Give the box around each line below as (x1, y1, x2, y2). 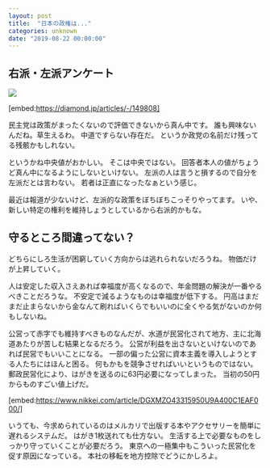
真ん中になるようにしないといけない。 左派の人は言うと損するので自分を (15, 167, 258, 178)
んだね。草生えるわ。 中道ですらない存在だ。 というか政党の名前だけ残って (8, 130, 260, 140)
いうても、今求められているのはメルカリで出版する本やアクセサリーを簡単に (8, 420, 262, 430)
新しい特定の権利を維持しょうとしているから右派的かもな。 (8, 205, 206, 215)
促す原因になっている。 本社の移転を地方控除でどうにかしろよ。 (8, 450, 222, 461)
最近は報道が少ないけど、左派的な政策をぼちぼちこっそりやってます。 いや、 (8, 195, 263, 204)
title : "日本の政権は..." (8, 19, 92, 27)
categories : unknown (8, 27, 78, 35)
